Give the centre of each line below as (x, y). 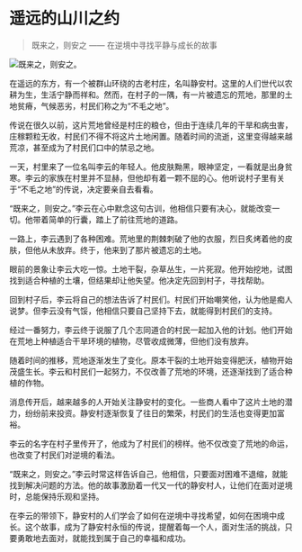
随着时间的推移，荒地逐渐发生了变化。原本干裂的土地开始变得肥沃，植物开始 (151, 360)
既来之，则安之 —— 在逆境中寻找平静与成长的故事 (124, 45)
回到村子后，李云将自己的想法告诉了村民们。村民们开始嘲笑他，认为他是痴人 (151, 299)
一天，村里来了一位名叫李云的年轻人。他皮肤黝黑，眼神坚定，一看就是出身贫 (151, 167)
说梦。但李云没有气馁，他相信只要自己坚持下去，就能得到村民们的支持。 (143, 311)
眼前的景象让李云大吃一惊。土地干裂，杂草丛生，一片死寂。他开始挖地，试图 (151, 269)
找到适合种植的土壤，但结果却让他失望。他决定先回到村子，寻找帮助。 (139, 280)
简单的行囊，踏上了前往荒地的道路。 (115, 219)
